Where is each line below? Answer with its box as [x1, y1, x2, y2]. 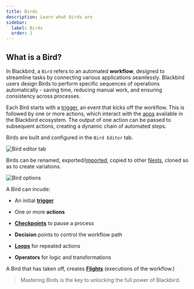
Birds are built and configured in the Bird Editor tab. [6, 134, 133, 141]
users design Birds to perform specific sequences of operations [6, 80, 160, 87]
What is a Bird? [6, 52, 62, 62]
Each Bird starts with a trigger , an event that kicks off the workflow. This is [6, 104, 185, 111]
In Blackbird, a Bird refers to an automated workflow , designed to [6, 67, 165, 74]
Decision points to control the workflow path [14, 231, 123, 238]
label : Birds [11, 25, 43, 31]
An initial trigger [14, 197, 54, 204]
